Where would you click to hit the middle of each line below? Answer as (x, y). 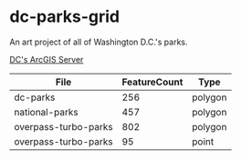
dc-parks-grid (65, 17)
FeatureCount (152, 82)
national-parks (47, 112)
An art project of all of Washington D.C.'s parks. (99, 42)
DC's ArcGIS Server (47, 59)
